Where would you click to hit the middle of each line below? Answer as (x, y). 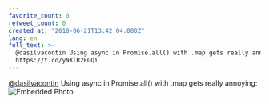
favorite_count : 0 (39, 16)
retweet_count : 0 (37, 23)
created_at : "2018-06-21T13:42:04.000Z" (77, 30)
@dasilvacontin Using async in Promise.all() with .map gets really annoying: (133, 83)
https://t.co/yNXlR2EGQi (57, 61)
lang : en (23, 38)
